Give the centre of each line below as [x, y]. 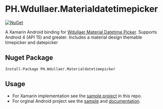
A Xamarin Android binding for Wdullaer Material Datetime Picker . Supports [81, 32]
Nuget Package [29, 58]
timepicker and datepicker [32, 42]
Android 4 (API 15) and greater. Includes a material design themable [74, 37]
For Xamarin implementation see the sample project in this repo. [77, 96]
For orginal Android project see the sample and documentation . [76, 101]
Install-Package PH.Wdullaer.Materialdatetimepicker [60, 69]
